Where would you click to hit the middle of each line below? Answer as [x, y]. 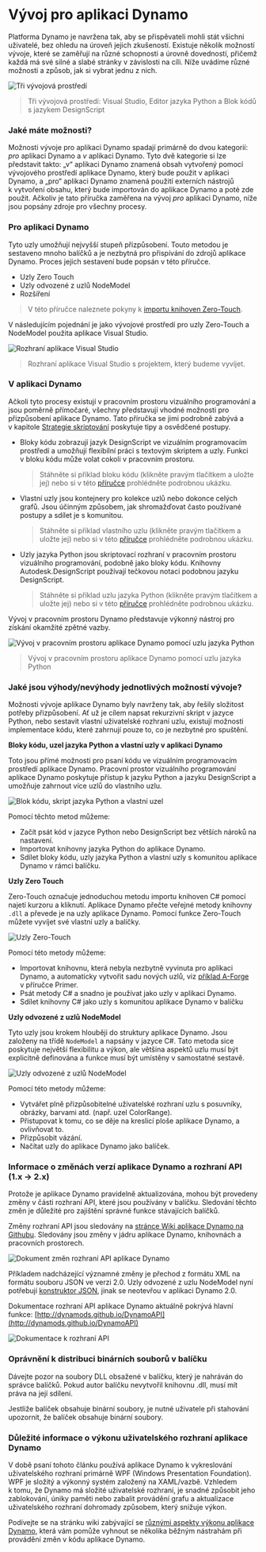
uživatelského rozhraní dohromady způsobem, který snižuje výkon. [118, 1508]
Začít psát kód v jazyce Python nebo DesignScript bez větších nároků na [138, 832]
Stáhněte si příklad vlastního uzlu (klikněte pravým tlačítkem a [140, 531]
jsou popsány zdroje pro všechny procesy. [78, 207]
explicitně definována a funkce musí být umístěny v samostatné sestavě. [127, 1058]
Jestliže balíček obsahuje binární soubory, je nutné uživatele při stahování [129, 1408]
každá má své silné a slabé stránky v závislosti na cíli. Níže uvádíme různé [129, 62]
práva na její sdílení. [41, 1393]
